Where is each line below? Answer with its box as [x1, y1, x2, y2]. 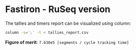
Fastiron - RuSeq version [5, 4, 110, 15]
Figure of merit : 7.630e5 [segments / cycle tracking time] [5, 39, 129, 45]
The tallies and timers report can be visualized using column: [5, 20, 131, 26]
